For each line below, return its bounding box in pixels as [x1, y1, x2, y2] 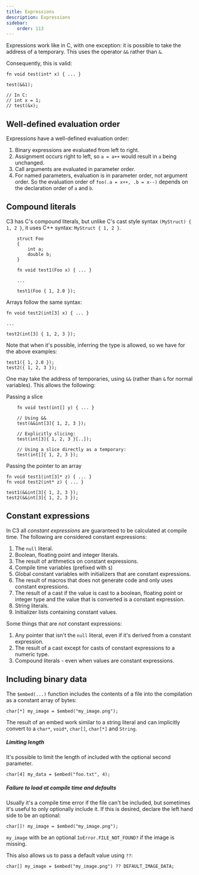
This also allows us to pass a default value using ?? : [6, 852, 133, 859]
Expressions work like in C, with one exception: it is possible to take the [6, 42, 182, 49]
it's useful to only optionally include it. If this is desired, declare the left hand [6, 806, 194, 813]
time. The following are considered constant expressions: [6, 533, 147, 540]
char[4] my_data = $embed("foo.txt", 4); [6, 772, 111, 778]
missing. [6, 840, 27, 847]
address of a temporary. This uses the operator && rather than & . [6, 48, 163, 56]
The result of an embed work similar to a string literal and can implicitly [6, 718, 181, 725]
